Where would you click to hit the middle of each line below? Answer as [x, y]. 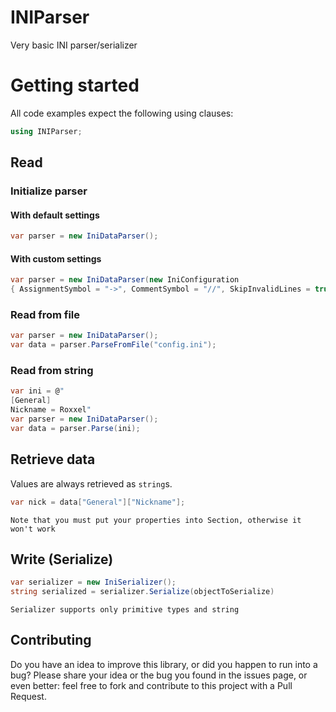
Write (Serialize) [62, 559]
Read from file [45, 315]
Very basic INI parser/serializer [74, 45]
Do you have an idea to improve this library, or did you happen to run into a [164, 664]
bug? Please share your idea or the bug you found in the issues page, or [159, 675]
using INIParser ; [46, 131]
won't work [33, 529]
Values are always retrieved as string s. [91, 483]
